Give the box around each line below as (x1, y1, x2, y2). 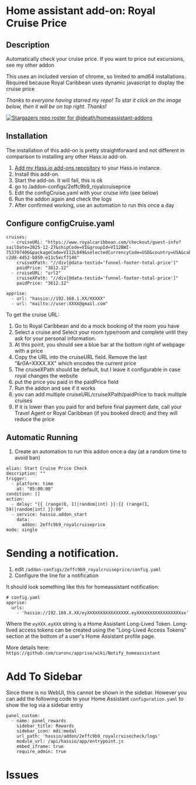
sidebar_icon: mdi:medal (16, 728, 77, 734)
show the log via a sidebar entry (6, 701, 83, 709)
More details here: (6, 644, 50, 651)
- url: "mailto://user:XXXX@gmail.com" (11, 300, 108, 307)
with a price (14, 347, 43, 354)
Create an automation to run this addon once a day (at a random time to (14, 448, 187, 455)
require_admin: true (16, 749, 66, 755)
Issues (6, 768, 39, 781)
